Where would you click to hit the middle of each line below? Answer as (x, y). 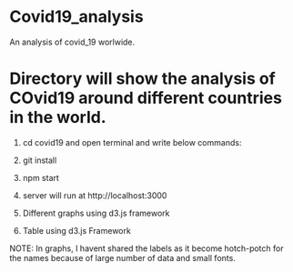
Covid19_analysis (76, 17)
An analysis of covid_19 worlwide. (72, 42)
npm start (40, 177)
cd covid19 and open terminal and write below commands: (132, 142)
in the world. (58, 118)
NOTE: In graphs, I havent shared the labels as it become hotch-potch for (146, 248)
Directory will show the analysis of (142, 79)
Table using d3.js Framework (77, 230)
